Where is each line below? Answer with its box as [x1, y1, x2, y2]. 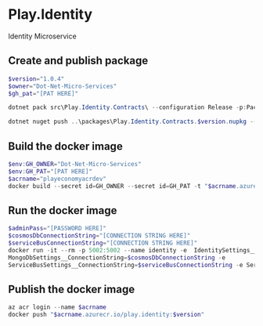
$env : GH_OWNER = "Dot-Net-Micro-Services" [8, 160, 142, 168]
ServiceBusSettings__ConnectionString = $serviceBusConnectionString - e [8, 261, 243, 269]
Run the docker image [8, 204, 117, 217]
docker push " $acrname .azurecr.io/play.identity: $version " [8, 311, 205, 319]
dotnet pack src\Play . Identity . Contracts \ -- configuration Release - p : [8, 103, 247, 111]
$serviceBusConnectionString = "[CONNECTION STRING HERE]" [8, 239, 198, 247]
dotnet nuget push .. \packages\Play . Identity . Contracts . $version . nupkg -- [8, 118, 258, 126]
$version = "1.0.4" [8, 74, 65, 83]
